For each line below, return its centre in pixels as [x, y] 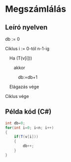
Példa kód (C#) [28, 112]
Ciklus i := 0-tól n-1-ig [27, 49]
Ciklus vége [17, 96]
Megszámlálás [36, 9]
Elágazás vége [24, 87]
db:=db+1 [28, 77]
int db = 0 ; [15, 123]
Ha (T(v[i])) [21, 58]
